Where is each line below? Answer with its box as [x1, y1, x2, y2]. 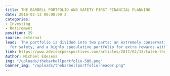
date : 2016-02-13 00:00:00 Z [5, 12, 67, 17]
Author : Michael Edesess [5, 53, 58, 59]
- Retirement [5, 26, 33, 31]
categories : [5, 16, 30, 21]
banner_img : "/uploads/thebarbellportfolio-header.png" [5, 63, 125, 68]
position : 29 [5, 30, 33, 35]
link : [5, 49, 17, 54]
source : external [5, 35, 42, 40]
